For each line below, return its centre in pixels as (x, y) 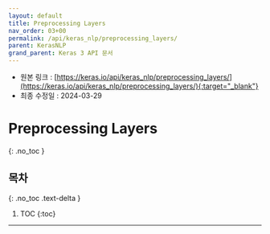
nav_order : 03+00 (37, 31)
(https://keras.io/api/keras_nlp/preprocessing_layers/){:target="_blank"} (139, 86)
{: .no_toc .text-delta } (45, 198)
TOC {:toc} (38, 213)
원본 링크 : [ (39, 77)
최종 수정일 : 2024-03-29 (61, 96)
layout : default (35, 16)
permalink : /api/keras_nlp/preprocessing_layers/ (93, 38)
